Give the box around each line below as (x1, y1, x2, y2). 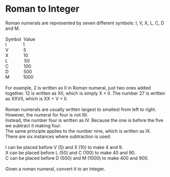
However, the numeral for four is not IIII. (5, 111, 89, 117)
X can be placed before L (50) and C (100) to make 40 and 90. (5, 150, 136, 156)
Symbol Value (5, 36, 36, 42)
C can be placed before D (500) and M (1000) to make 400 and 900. (5, 155, 149, 161)
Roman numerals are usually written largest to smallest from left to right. (5, 106, 157, 112)
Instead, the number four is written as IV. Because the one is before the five (5, 117, 164, 123)
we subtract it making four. (5, 123, 62, 129)
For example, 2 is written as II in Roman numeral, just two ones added (5, 84, 151, 91)
